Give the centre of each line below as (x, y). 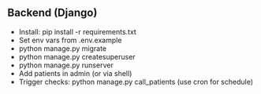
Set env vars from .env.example (70, 40)
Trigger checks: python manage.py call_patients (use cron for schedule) (136, 81)
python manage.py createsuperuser (77, 56)
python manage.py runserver (66, 65)
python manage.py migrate (63, 48)
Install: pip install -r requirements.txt (78, 31)
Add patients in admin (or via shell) (75, 73)
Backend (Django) (52, 13)
